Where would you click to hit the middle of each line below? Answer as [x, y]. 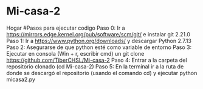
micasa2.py [21, 79]
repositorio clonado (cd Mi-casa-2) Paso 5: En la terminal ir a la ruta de [95, 66]
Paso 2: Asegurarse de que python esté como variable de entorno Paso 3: [99, 47]
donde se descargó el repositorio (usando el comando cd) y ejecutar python [102, 73]
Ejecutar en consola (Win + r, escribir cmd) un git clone [75, 53]
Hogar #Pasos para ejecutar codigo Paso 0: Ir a [66, 28]
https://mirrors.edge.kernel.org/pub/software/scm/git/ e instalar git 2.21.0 [98, 34]
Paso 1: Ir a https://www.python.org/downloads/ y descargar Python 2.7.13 [99, 41]
